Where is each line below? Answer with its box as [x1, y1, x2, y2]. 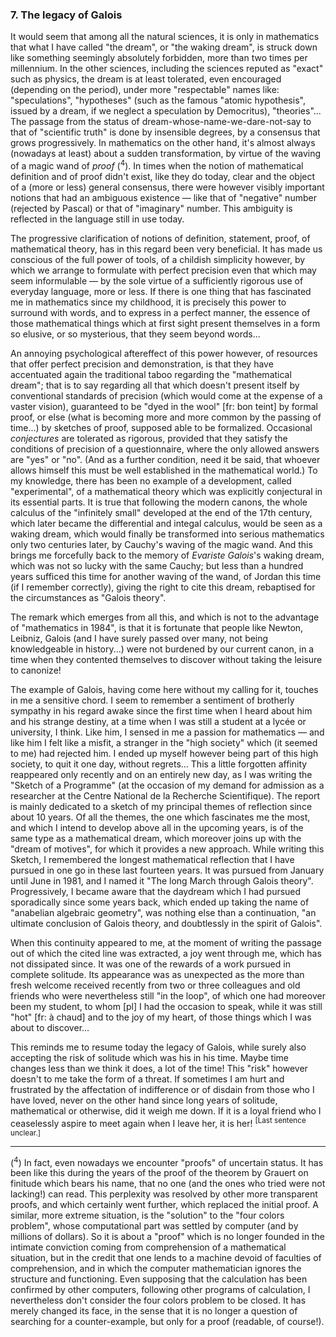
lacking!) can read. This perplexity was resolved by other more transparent [10, 1188, 318, 1200]
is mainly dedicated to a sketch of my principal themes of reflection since [10, 800, 313, 812]
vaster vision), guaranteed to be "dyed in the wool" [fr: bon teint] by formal [10, 400, 318, 412]
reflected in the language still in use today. [10, 213, 185, 225]
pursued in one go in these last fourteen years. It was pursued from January [10, 864, 325, 876]
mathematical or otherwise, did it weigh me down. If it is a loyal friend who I [10, 1104, 322, 1117]
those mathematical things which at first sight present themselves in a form [10, 317, 321, 329]
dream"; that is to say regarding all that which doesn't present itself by [10, 379, 300, 391]
